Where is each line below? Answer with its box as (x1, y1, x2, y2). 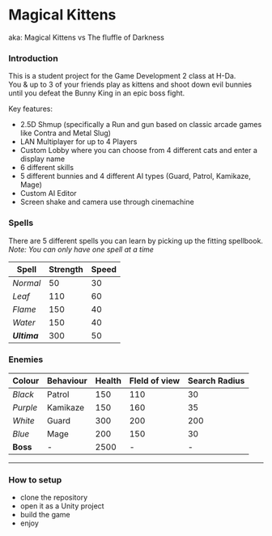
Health (95, 375, 121, 386)
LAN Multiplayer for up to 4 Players (19, 137, 138, 147)
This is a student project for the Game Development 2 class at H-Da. (8, 71, 236, 81)
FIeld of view (129, 375, 181, 386)
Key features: (8, 104, 53, 114)
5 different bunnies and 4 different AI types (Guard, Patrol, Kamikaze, (19, 172, 251, 181)
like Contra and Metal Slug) (19, 128, 112, 138)
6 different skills (19, 163, 74, 172)
